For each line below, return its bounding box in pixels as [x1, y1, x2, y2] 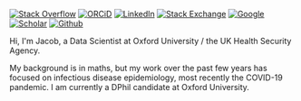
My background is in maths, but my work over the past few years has [9, 63, 267, 73]
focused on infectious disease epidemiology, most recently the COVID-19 [9, 72, 283, 83]
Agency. [9, 45, 41, 56]
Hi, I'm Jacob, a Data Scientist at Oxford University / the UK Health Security [9, 36, 292, 46]
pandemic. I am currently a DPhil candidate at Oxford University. [9, 82, 249, 92]
